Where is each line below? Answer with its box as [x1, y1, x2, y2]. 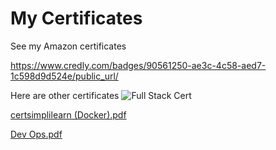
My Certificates [10, 7, 143, 30]
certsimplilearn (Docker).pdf [10, 108, 127, 121]
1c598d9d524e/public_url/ [10, 70, 119, 82]
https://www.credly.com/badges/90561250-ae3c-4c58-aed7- [10, 59, 267, 71]
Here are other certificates [10, 89, 120, 101]
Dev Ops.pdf [10, 128, 63, 140]
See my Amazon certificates [10, 40, 127, 52]
